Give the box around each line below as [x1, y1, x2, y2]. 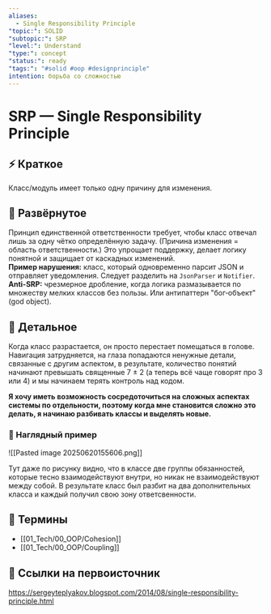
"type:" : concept [8, 49, 67, 58]
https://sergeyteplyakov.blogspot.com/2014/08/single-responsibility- [8, 588, 239, 598]
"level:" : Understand [8, 42, 82, 50]
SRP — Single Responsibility [8, 107, 202, 126]
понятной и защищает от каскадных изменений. [8, 254, 176, 263]
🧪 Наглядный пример [8, 429, 97, 441]
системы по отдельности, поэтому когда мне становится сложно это [8, 400, 256, 410]
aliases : [8, 11, 38, 20]
